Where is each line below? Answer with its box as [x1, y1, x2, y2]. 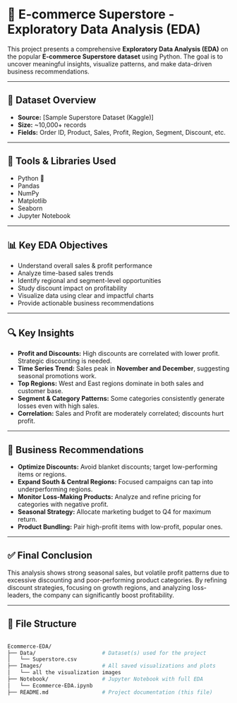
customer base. [17, 387, 63, 395]
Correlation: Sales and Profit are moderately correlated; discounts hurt [17, 409, 224, 418]
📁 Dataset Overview [7, 95, 97, 107]
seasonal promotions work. [17, 372, 97, 380]
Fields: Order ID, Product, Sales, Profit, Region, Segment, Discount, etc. [17, 128, 226, 136]
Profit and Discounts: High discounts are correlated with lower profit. [17, 349, 220, 358]
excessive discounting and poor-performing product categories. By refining [7, 575, 227, 584]
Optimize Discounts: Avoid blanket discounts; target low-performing [17, 462, 218, 471]
